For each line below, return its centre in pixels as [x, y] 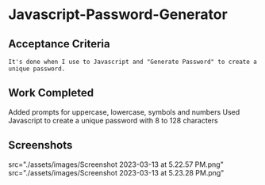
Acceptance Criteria [59, 44]
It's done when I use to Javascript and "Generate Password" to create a [133, 62]
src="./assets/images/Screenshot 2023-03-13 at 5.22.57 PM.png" [116, 164]
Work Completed [51, 93]
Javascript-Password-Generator [118, 15]
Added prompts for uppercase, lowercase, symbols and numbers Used [124, 111]
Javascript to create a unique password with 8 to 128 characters [113, 120]
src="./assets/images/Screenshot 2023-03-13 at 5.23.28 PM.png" [116, 172]
